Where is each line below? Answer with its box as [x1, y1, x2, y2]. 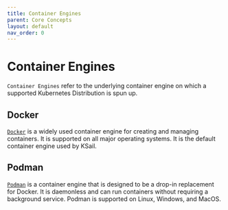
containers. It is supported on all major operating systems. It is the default [7, 135, 216, 143]
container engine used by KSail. [7, 142, 98, 150]
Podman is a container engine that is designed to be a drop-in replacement [7, 180, 214, 188]
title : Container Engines [7, 10, 81, 17]
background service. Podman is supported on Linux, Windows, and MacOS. [7, 194, 222, 203]
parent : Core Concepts [7, 17, 72, 23]
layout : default [7, 23, 54, 30]
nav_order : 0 [7, 29, 45, 36]
